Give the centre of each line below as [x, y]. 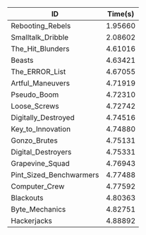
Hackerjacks [32, 221]
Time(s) [121, 14]
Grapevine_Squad [41, 163]
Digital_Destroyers [41, 152]
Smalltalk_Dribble [40, 37]
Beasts [22, 60]
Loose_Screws [35, 106]
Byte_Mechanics [38, 209]
